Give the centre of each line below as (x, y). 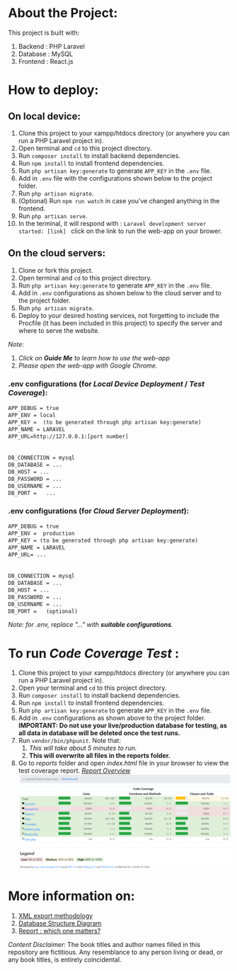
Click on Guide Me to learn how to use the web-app (94, 358)
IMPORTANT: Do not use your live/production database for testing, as (122, 726)
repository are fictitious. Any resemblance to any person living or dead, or (116, 952)
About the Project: (63, 13)
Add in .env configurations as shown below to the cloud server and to (120, 293)
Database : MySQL (46, 54)
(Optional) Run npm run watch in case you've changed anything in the (119, 200)
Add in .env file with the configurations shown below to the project (115, 178)
